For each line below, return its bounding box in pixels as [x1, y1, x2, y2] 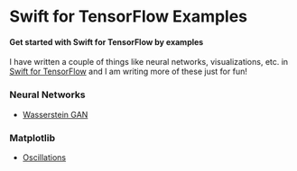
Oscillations [22, 151, 66, 163]
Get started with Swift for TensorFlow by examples [9, 36, 204, 47]
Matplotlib [9, 131, 56, 144]
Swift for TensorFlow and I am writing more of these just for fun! [9, 66, 248, 77]
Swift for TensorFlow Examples [9, 6, 248, 27]
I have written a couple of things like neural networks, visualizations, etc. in [9, 57, 289, 67]
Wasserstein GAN [22, 109, 88, 120]
